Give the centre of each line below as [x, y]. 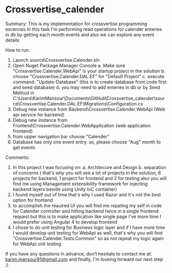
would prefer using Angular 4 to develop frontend [65, 222]
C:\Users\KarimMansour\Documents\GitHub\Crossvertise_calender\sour [89, 98]
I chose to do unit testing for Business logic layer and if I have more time [89, 227]
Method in [24, 93]
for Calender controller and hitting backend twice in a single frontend [85, 211]
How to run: [18, 50]
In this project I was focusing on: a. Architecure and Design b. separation [89, 167]
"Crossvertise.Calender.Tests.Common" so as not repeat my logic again [88, 238]
